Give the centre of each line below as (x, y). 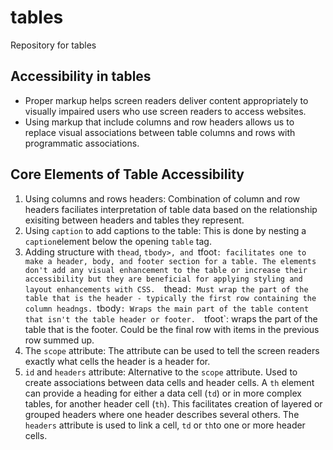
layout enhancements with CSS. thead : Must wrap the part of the (166, 288)
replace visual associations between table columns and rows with (160, 132)
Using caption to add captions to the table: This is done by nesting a (165, 230)
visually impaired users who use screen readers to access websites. (165, 111)
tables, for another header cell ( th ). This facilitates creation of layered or (173, 403)
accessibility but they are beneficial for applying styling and (163, 279)
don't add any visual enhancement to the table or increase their (166, 270)
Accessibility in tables (81, 76)
